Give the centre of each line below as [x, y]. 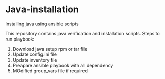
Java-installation [42, 9]
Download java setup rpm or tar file [50, 49]
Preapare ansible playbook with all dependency [63, 65]
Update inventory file [35, 60]
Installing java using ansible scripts [42, 24]
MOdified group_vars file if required [50, 71]
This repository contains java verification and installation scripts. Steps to [82, 33]
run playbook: [20, 39]
